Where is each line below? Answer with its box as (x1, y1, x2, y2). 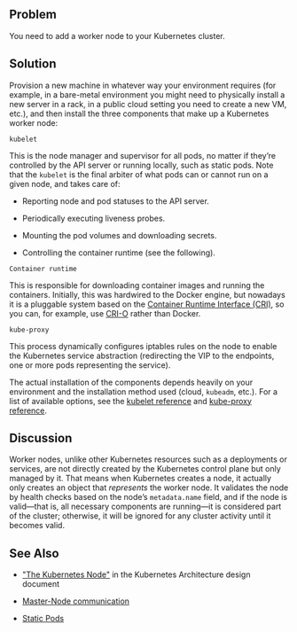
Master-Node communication (21, 596, 130, 606)
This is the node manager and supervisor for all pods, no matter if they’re (9, 150, 277, 160)
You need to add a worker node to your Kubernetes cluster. (9, 30, 225, 41)
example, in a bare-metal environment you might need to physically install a (9, 89, 285, 100)
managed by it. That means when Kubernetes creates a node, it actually (9, 473, 272, 484)
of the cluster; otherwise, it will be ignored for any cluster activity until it (9, 511, 271, 521)
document (21, 579, 60, 589)
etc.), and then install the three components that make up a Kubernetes (9, 108, 270, 119)
